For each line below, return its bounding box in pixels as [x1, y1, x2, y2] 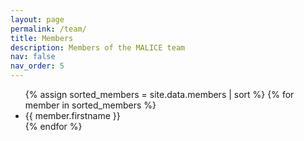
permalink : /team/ [10, 24, 87, 34]
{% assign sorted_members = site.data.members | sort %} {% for [24, 89, 295, 100]
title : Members [10, 33, 74, 43]
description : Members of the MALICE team [10, 42, 186, 53]
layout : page [10, 14, 65, 25]
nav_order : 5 [10, 61, 65, 71]
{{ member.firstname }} [24, 110, 121, 121]
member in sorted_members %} [24, 99, 157, 111]
